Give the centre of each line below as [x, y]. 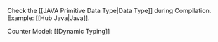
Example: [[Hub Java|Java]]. [49, 18]
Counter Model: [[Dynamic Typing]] [59, 31]
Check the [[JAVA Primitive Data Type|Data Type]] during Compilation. [109, 11]
